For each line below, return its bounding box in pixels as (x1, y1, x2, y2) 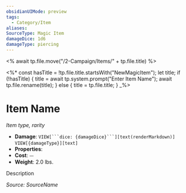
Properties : (14, 145, 43, 152)
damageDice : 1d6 (6, 36, 46, 42)
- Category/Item (11, 19, 51, 25)
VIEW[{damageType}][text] (14, 140, 78, 146)
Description (6, 169, 34, 177)
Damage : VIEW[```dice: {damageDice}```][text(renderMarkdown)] (14, 133, 175, 140)
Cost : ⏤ (14, 151, 34, 159)
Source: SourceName (6, 181, 58, 188)
